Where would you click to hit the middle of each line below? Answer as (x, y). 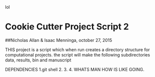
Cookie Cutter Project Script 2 (67, 27)
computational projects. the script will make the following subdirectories (77, 55)
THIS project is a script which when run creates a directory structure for (77, 49)
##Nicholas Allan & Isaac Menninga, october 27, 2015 (59, 40)
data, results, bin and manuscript (38, 60)
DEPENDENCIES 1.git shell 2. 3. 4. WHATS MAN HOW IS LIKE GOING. (75, 69)
